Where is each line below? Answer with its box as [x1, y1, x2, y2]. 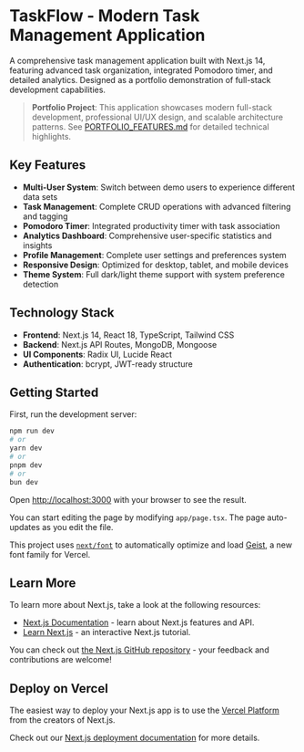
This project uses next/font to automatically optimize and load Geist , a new [9, 539, 293, 550]
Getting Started [9, 384, 99, 400]
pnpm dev [9, 460, 43, 470]
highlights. [31, 131, 71, 141]
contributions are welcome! [9, 654, 112, 665]
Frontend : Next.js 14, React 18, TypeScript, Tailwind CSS [22, 329, 235, 340]
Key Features [9, 157, 86, 173]
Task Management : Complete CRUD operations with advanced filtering [22, 201, 291, 212]
